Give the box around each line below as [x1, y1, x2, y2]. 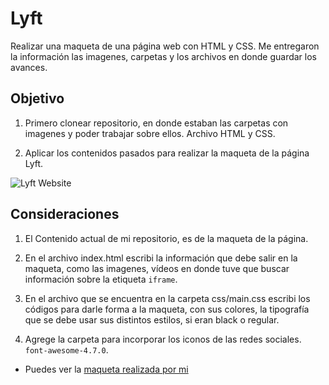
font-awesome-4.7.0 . [24, 343, 109, 356]
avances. [10, 61, 48, 73]
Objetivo [10, 90, 65, 107]
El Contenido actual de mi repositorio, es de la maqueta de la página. [24, 232, 309, 244]
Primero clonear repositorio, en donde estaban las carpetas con [24, 117, 289, 129]
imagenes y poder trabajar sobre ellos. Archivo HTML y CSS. [24, 127, 276, 139]
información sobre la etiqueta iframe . [24, 273, 178, 285]
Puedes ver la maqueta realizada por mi [24, 363, 189, 375]
